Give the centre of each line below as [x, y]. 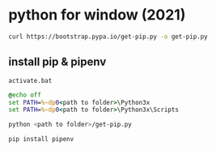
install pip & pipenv [57, 62]
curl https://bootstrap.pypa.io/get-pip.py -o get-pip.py [108, 37]
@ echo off [25, 95]
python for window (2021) [97, 15]
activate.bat [30, 80]
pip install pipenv [41, 140]
